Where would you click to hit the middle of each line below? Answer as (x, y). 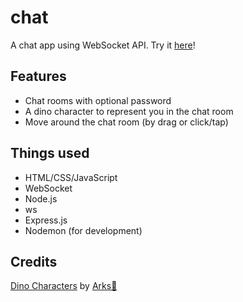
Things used (50, 153)
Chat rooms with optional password (98, 100)
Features (38, 76)
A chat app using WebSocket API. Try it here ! (103, 45)
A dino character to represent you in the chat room (129, 111)
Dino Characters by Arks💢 (64, 286)
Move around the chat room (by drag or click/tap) (126, 122)
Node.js (41, 198)
